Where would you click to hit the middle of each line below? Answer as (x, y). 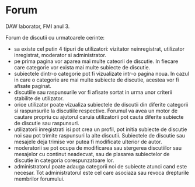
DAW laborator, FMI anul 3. (38, 26)
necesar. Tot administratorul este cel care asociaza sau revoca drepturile (101, 172)
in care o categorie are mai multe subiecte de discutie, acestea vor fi (96, 80)
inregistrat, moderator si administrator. (60, 55)
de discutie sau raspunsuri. (46, 123)
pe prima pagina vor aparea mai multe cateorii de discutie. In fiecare (96, 61)
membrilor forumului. (39, 179)
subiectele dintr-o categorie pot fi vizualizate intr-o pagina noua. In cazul (101, 73)
